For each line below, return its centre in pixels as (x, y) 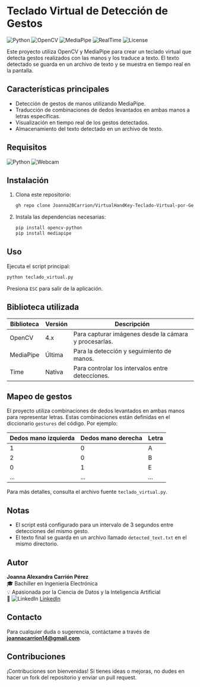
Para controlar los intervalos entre (120, 368)
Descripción (132, 324)
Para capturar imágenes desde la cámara (131, 334)
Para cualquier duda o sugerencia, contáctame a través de (78, 632)
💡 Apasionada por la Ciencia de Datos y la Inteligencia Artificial (84, 592)
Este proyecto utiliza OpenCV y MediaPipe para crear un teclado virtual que (99, 51)
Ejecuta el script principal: (39, 266)
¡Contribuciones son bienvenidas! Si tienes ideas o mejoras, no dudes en (96, 671)
